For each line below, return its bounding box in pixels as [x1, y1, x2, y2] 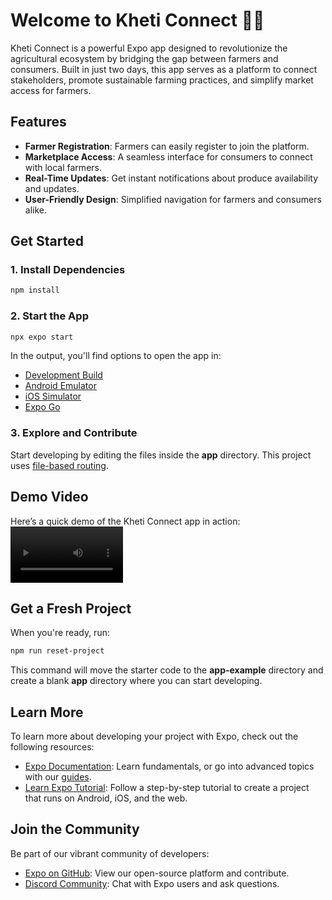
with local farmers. [24, 161, 102, 173]
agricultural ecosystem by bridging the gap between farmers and [10, 52, 279, 64]
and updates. [24, 182, 80, 194]
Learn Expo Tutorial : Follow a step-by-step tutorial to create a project [24, 782, 310, 794]
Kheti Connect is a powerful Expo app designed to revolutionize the [10, 42, 288, 54]
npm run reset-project [10, 646, 105, 656]
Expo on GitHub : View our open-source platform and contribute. [24, 867, 290, 879]
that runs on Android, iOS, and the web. [24, 792, 188, 804]
